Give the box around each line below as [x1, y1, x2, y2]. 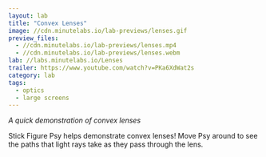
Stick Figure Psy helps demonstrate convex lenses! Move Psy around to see [8, 131, 258, 141]
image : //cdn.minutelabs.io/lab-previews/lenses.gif [8, 26, 188, 34]
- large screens [15, 94, 69, 102]
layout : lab [8, 11, 48, 20]
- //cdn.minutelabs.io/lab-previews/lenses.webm [15, 49, 181, 57]
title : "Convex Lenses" [8, 19, 88, 27]
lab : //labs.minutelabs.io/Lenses [8, 57, 124, 65]
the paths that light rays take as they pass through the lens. [8, 139, 204, 149]
